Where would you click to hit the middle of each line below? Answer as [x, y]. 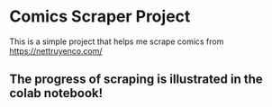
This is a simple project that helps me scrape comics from [117, 41]
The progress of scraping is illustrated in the [136, 80]
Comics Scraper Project [100, 17]
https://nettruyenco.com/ [56, 50]
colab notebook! [56, 93]
